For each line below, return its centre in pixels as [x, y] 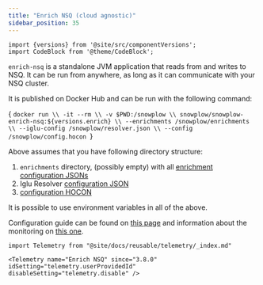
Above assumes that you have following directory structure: [106, 151]
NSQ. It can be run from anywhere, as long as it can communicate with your [132, 74]
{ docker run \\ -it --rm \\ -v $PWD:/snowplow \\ [92, 114]
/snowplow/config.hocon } [51, 136]
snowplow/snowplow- [212, 114]
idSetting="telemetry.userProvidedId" [72, 266]
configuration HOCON [56, 192]
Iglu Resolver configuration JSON [74, 184]
